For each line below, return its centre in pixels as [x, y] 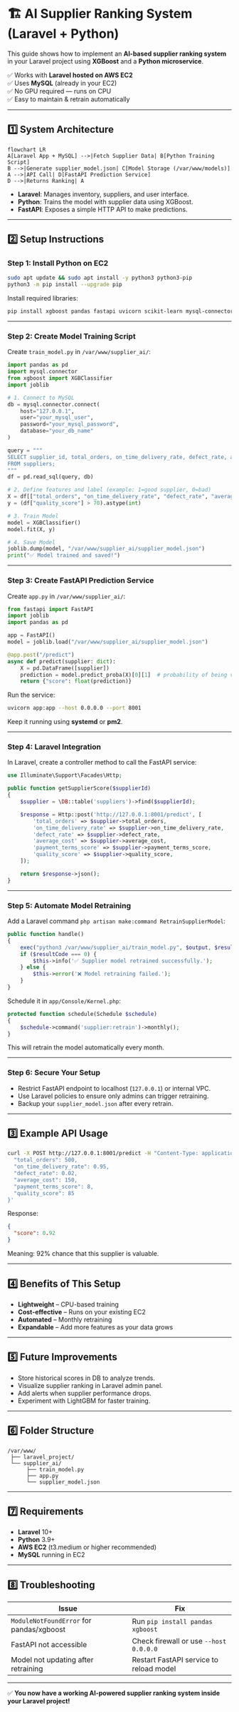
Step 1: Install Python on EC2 [58, 263]
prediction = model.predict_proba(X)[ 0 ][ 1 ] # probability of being [124, 675]
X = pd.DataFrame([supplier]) [65, 668]
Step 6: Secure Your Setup [54, 1073]
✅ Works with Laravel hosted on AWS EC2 [70, 75]
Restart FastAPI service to [175, 1660]
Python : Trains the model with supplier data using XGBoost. [105, 201]
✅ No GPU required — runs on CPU [59, 91]
